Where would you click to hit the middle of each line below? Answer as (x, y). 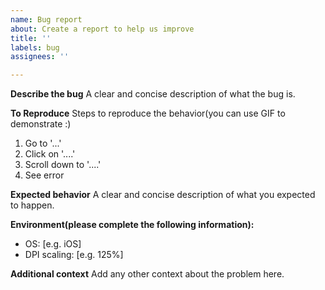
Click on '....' (50, 154)
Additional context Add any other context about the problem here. (147, 274)
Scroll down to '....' (63, 165)
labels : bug (35, 47)
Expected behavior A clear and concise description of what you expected (163, 195)
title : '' (31, 38)
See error (44, 175)
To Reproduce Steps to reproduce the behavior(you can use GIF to (148, 113)
